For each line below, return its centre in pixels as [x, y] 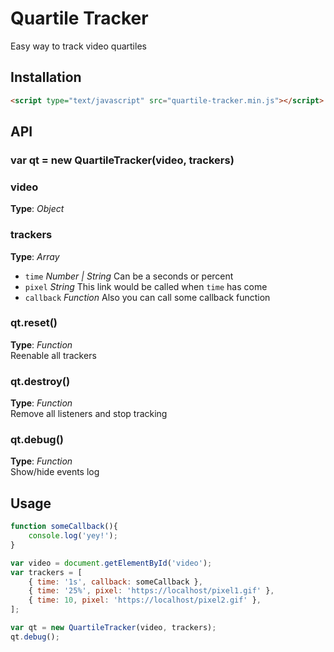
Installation [46, 77]
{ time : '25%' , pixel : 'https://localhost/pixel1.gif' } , [151, 591]
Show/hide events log [55, 472]
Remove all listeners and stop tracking [89, 414]
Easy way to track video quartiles [78, 46]
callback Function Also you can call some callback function [147, 297]
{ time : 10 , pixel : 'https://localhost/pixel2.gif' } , [145, 600]
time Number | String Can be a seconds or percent [129, 276]
